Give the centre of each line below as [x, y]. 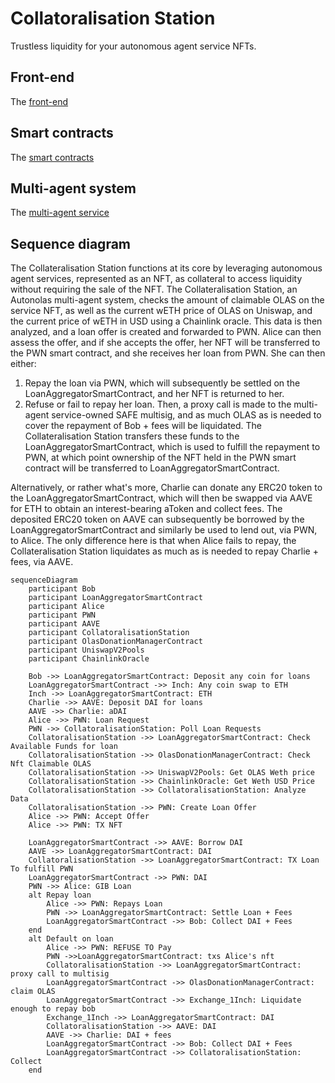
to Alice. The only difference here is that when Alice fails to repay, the [153, 541]
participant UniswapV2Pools [86, 650]
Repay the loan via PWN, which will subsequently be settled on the [162, 383]
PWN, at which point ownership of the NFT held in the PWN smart [160, 458]
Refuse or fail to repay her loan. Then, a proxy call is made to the [158, 404]
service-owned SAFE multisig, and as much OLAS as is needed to [186, 415]
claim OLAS [33, 992]
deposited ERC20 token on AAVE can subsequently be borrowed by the [157, 519]
